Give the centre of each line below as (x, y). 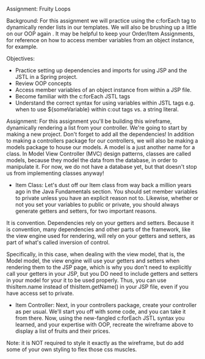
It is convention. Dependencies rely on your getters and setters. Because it (100, 223)
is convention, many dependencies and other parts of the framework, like (99, 229)
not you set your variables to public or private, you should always (97, 205)
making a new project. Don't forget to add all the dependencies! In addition (100, 134)
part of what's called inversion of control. (58, 242)
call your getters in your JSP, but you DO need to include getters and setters (102, 274)
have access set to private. (40, 293)
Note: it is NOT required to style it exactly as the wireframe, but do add (95, 343)
